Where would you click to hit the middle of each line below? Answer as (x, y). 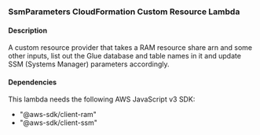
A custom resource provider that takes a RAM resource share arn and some (130, 48)
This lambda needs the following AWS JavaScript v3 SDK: (102, 99)
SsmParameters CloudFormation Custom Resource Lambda (124, 12)
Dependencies (33, 82)
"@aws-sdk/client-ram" (58, 115)
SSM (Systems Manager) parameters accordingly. (89, 64)
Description (28, 30)
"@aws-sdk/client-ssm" (59, 123)
